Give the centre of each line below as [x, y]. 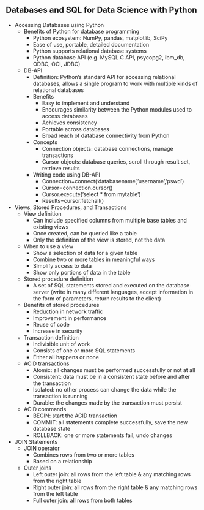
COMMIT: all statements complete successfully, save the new [110, 422]
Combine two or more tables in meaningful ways [94, 259]
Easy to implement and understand [86, 103]
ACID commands [45, 409]
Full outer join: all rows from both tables [82, 500]
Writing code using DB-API [66, 175]
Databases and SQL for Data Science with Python [101, 10]
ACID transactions [46, 363]
